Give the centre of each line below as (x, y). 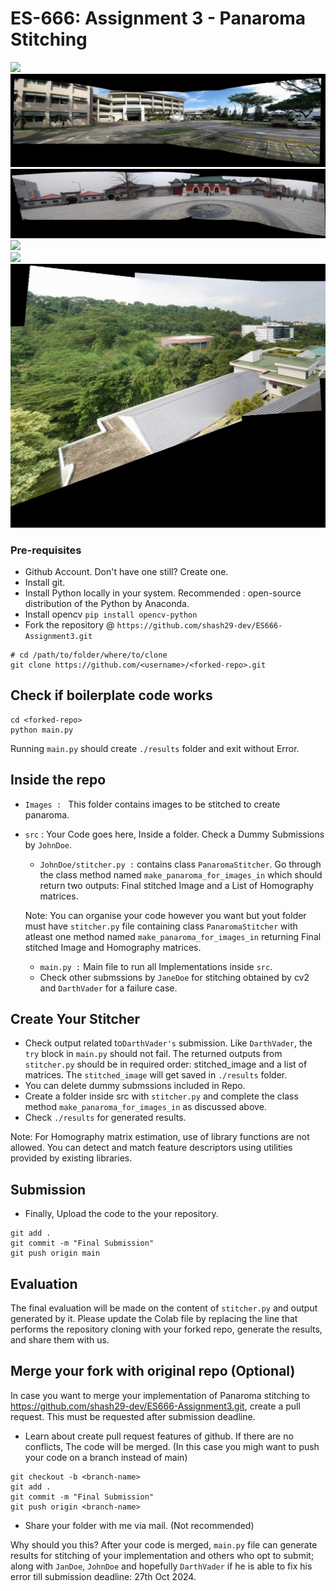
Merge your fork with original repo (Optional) (153, 1371)
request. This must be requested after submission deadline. (133, 1416)
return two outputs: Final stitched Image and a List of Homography (176, 885)
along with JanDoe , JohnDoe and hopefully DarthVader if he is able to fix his (161, 1566)
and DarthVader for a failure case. (108, 988)
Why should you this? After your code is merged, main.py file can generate (164, 1544)
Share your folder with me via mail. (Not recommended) (139, 1525)
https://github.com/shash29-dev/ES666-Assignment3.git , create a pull (155, 1406)
